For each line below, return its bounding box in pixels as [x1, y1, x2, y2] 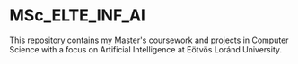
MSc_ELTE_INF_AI [9, 5, 146, 26]
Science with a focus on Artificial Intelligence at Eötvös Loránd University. [9, 44, 283, 54]
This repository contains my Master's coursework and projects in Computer [9, 35, 289, 45]
